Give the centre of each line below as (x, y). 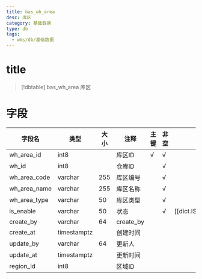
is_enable (23, 211)
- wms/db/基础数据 (33, 40)
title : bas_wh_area (31, 12)
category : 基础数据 (29, 23)
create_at (23, 232)
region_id (23, 266)
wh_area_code (30, 177)
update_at (23, 255)
